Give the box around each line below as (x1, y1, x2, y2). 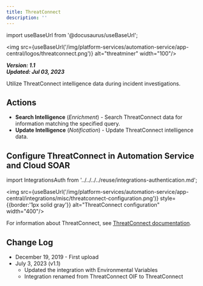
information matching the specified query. (15, 120, 120, 127)
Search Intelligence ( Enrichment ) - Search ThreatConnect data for (15, 113, 183, 121)
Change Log (6, 237, 53, 248)
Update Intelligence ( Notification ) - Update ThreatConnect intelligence (15, 126, 194, 134)
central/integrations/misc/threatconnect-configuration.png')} (6, 195, 159, 202)
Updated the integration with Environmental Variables (24, 266, 158, 273)
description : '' (6, 15, 47, 21)
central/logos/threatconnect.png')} (6, 49, 94, 57)
